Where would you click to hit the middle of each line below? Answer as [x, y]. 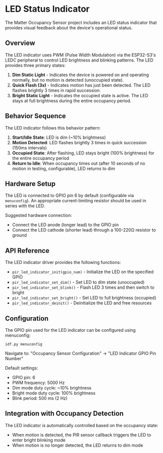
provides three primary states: [35, 65]
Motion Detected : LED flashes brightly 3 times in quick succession [79, 142]
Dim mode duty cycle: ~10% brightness [52, 388]
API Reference [27, 250]
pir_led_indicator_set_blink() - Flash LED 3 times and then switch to [83, 287]
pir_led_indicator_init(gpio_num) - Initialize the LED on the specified [83, 272]
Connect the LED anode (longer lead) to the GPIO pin [65, 225]
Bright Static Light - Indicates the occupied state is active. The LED [80, 95]
